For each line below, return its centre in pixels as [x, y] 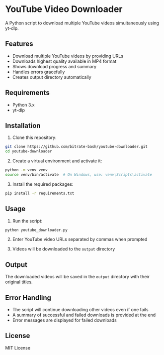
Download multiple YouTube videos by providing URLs [68, 56]
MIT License [18, 348]
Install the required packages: [43, 184]
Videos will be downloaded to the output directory [64, 249]
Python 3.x [23, 105]
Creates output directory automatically [52, 77]
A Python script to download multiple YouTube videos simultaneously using [82, 23]
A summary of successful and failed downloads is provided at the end [84, 315]
